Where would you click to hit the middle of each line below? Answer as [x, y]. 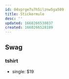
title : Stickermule [25, 14]
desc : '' [14, 18]
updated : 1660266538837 [29, 23]
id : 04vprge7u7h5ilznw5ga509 [34, 9]
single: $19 [23, 71]
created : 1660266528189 [29, 28]
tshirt [12, 61]
